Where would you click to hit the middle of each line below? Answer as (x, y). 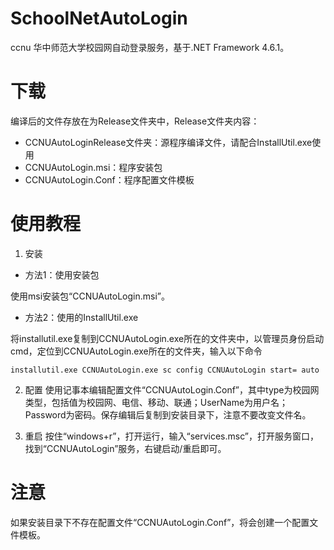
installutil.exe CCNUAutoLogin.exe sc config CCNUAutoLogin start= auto (165, 370)
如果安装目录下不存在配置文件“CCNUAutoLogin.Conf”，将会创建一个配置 (160, 522)
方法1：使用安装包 (62, 274)
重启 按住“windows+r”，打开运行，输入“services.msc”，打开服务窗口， (172, 436)
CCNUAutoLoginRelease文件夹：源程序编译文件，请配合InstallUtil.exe (168, 142)
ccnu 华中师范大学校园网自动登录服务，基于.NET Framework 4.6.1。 (150, 47)
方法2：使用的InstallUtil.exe (81, 317)
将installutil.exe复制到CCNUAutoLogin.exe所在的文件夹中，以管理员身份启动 (167, 338)
